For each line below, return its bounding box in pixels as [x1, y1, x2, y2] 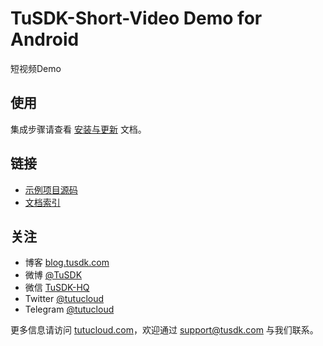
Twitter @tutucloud [24, 293, 105, 305]
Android [10, 28, 80, 51]
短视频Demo [10, 62, 62, 74]
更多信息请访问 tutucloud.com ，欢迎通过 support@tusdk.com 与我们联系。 [10, 324, 319, 336]
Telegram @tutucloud [24, 303, 115, 316]
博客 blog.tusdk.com [24, 257, 110, 269]
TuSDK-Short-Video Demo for [10, 7, 263, 30]
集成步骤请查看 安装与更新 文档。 [10, 123, 147, 135]
